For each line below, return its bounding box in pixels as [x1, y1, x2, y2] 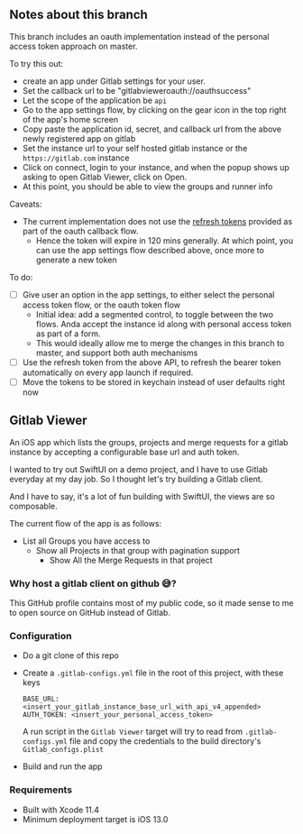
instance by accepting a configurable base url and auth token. [9, 446, 240, 457]
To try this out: [9, 58, 64, 69]
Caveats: [9, 198, 42, 209]
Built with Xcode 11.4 [22, 804, 100, 815]
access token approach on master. [9, 41, 138, 51]
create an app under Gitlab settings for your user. [22, 76, 206, 87]
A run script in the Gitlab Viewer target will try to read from [22, 726, 243, 738]
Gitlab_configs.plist [22, 746, 104, 755]
